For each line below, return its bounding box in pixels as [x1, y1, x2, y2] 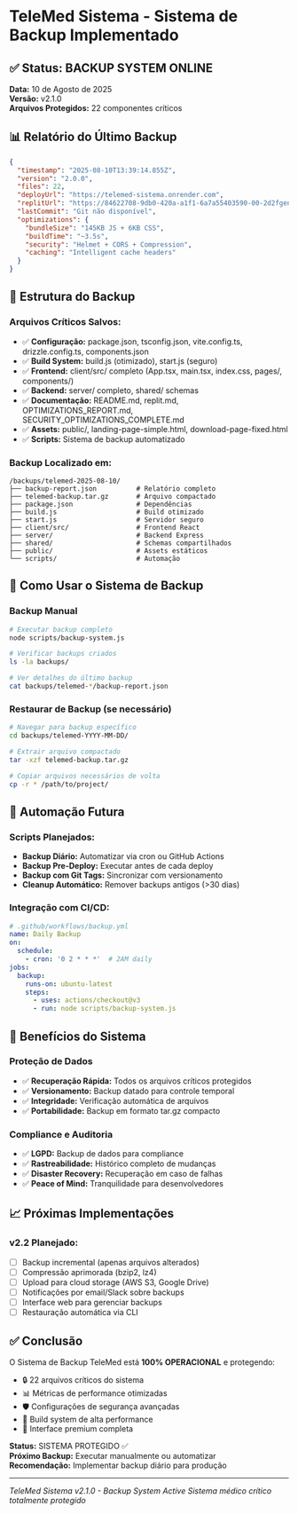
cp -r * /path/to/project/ [9, 779, 109, 789]
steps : [25, 988, 50, 997]
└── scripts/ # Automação [9, 555, 180, 564]
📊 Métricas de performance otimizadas [21, 1388, 168, 1399]
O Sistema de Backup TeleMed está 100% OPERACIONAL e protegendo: [9, 1357, 275, 1368]
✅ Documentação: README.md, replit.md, [21, 395, 179, 406]
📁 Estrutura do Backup [9, 289, 136, 304]
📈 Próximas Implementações [9, 1205, 175, 1221]
